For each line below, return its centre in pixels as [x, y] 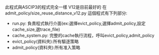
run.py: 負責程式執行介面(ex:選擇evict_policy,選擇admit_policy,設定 [79, 23]
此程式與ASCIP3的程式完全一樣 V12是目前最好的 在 [56, 7]
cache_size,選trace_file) [36, 29]
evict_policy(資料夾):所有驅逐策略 [45, 41]
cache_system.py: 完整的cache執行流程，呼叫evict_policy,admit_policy [83, 35]
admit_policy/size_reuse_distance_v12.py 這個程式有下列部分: [66, 13]
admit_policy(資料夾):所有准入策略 [46, 48]
